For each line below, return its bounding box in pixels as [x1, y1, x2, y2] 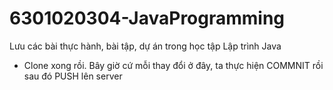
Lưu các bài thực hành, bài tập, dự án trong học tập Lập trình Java [9, 40, 282, 52]
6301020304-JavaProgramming [9, 7, 286, 30]
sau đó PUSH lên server [23, 70, 123, 82]
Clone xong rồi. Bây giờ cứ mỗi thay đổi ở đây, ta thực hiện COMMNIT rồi [23, 59, 324, 71]
